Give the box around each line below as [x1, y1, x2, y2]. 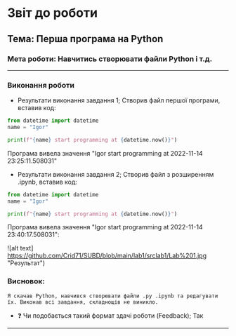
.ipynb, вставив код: [17, 177, 77, 186]
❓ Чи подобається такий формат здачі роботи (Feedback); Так [17, 311, 204, 320]
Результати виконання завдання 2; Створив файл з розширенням [17, 170, 214, 178]
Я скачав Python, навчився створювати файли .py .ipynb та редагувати [7, 293, 218, 300]
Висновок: [7, 276, 46, 286]
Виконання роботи [7, 80, 75, 90]
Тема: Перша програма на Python [7, 33, 164, 45]
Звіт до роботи [7, 5, 98, 21]
